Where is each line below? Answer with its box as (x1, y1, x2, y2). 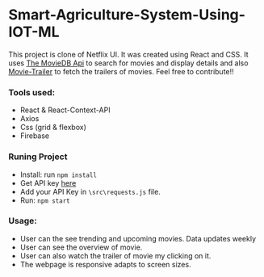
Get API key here (19, 178, 77, 187)
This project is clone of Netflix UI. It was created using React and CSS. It (8, 49, 249, 59)
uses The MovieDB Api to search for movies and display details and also (8, 58, 249, 68)
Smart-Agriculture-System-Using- (8, 6, 246, 24)
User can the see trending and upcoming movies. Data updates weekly (19, 233, 257, 243)
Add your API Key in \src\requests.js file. (19, 187, 161, 196)
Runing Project (8, 151, 68, 162)
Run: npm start (19, 195, 70, 205)
